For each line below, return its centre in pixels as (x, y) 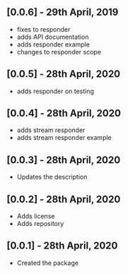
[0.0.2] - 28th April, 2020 (64, 199)
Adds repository (40, 224)
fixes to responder (43, 29)
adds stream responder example (64, 138)
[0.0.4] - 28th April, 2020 (64, 113)
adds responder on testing (56, 91)
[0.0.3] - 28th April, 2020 (64, 160)
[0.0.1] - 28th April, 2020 (62, 246)
